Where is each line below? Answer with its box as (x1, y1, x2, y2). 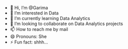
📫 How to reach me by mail (10, 26, 68, 32)
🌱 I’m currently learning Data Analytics (10, 15, 90, 21)
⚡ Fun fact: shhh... (10, 39, 48, 45)
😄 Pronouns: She (10, 33, 47, 39)
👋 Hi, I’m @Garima (10, 5, 48, 10)
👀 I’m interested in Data (10, 10, 59, 16)
